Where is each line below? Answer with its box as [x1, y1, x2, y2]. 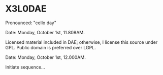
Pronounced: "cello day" [5, 20, 57, 26]
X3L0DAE [5, 3, 47, 15]
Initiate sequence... [5, 64, 45, 70]
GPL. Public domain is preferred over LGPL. [5, 44, 96, 50]
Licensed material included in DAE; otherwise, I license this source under [5, 39, 158, 45]
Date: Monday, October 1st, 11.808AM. [5, 29, 85, 35]
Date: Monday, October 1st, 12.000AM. [5, 54, 86, 60]
